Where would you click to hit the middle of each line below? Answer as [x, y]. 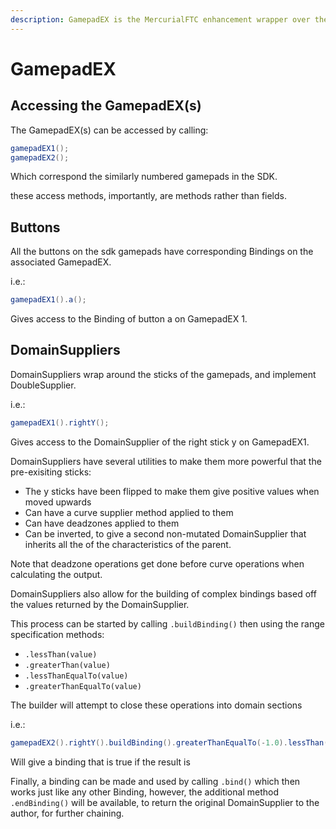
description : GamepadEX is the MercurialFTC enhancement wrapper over [160, 19]
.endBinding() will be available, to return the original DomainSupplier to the [165, 802]
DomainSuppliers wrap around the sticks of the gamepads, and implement [163, 374]
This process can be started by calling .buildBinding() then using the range [167, 623]
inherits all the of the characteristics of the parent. [128, 544]
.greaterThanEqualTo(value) [83, 686]
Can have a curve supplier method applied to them [129, 512]
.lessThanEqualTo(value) [76, 676]
